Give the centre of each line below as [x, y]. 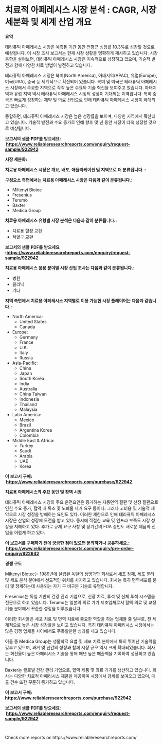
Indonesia [29, 399]
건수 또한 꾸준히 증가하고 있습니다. [43, 682]
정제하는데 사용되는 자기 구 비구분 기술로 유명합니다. [65, 586]
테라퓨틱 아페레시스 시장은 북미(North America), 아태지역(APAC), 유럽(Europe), [81, 75]
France [27, 342]
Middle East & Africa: [33, 440]
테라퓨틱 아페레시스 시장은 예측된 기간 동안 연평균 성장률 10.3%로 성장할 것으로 [80, 47]
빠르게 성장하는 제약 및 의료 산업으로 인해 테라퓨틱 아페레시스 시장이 [78, 100]
